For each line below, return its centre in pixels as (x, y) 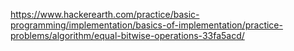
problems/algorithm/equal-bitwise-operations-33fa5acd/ (127, 35)
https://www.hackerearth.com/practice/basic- (105, 14)
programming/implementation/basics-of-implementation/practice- (146, 25)
